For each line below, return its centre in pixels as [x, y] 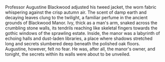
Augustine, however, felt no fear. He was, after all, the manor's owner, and [80, 49]
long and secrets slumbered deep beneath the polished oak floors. [73, 44]
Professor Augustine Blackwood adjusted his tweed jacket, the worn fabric [81, 7]
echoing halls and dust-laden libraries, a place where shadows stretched [79, 38]
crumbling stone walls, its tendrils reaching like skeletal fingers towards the [81, 28]
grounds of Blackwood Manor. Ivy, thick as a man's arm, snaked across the [81, 23]
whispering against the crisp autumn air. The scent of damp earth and [76, 12]
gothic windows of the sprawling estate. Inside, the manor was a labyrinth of [82, 33]
